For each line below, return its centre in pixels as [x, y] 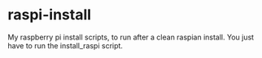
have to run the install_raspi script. [65, 45]
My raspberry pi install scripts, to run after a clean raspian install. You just [131, 37]
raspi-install [49, 15]
